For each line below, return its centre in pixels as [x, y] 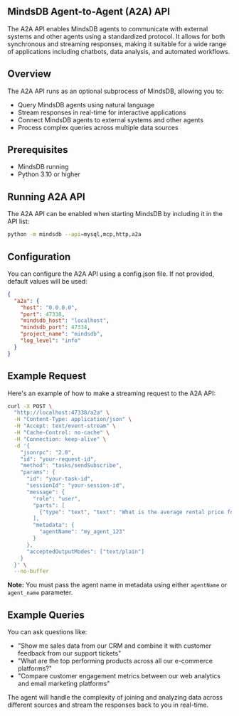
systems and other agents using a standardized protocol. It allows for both [116, 36]
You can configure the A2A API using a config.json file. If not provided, [111, 274]
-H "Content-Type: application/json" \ [73, 420]
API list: [18, 221]
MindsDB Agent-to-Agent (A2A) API [89, 12]
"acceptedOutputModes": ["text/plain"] [85, 551]
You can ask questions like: [47, 632]
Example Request [47, 376]
